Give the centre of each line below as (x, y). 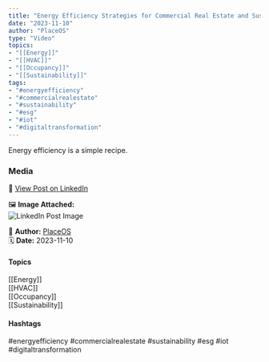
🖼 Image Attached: (41, 204)
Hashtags (25, 323)
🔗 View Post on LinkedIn (48, 188)
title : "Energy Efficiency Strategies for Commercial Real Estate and (128, 16)
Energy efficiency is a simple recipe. (68, 150)
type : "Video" (32, 38)
